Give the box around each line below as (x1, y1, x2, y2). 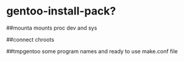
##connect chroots (6, 36, 55, 43)
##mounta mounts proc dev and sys (6, 24, 97, 31)
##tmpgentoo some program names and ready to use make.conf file (6, 47, 178, 55)
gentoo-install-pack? (6, 4, 116, 18)
